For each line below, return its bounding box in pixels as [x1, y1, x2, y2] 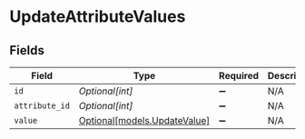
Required [219, 70, 260, 82]
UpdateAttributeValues [9, 6, 186, 27]
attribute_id [14, 101, 71, 111]
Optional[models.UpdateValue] [78, 114, 211, 126]
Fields [9, 43, 45, 58]
